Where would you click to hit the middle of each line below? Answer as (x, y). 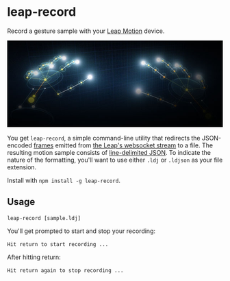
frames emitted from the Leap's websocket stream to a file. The (124, 145)
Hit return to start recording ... (58, 245)
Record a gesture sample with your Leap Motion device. (86, 31)
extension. (22, 167)
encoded (20, 145)
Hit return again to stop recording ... (66, 271)
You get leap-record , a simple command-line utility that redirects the (104, 138)
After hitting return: (34, 257)
